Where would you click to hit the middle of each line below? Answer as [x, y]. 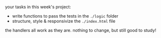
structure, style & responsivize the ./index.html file [64, 21]
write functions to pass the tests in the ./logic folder [65, 16]
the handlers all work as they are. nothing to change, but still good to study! [81, 30]
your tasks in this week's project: [38, 7]
